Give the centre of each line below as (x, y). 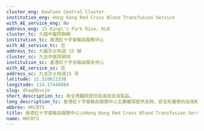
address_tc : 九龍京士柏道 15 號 (44, 51)
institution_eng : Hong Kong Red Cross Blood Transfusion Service (90, 18)
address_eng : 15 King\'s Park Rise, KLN (58, 29)
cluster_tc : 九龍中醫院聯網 (39, 34)
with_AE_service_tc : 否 (36, 46)
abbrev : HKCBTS (25, 107)
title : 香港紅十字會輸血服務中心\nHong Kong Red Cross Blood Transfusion (96, 113)
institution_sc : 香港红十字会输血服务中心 (55, 62)
